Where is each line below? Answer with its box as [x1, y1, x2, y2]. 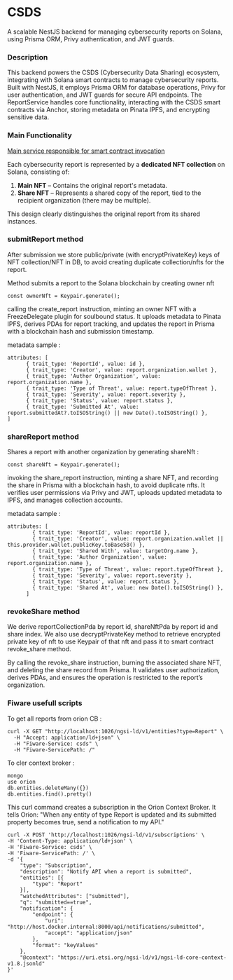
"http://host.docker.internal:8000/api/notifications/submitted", [7, 923, 205, 930]
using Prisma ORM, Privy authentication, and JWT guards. [7, 34, 175, 43]
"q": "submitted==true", [20, 899, 92, 906]
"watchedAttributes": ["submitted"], [20, 892, 130, 899]
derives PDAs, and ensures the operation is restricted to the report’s [7, 674, 204, 682]
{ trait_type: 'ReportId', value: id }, [25, 360, 146, 367]
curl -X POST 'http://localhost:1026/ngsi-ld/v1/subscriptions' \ [7, 831, 205, 838]
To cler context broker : [7, 758, 75, 767]
